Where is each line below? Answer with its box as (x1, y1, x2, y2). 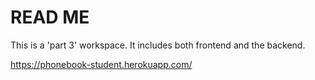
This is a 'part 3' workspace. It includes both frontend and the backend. (10, 39, 306, 51)
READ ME (10, 6, 90, 29)
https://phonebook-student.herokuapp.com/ (10, 58, 193, 70)
